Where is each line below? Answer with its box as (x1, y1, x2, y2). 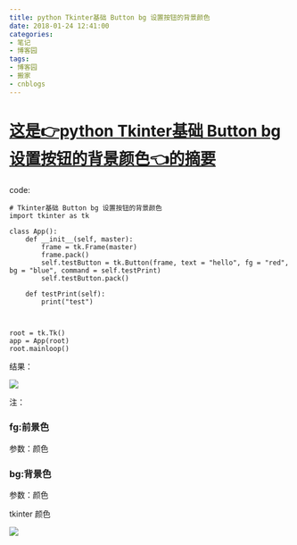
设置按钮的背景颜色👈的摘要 (9, 148, 217, 169)
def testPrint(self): (25, 289, 105, 298)
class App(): (9, 227, 58, 236)
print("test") (41, 297, 94, 306)
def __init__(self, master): (25, 234, 134, 244)
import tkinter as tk (9, 211, 90, 220)
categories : (9, 29, 54, 38)
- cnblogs (9, 80, 46, 88)
